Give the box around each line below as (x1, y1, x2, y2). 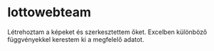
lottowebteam (7, 4, 91, 21)
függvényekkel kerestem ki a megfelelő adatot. (7, 35, 144, 43)
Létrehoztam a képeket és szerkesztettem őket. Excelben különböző (7, 28, 208, 36)
